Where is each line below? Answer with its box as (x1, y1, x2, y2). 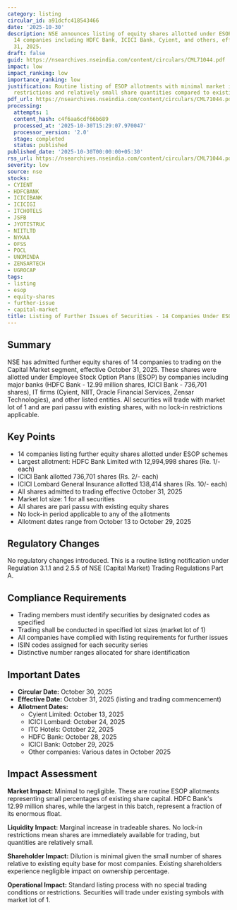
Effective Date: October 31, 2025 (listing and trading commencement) (17, 694, 222, 704)
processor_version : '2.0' (13, 129, 90, 136)
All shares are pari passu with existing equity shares (17, 502, 169, 511)
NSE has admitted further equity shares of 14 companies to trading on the (7, 358, 221, 366)
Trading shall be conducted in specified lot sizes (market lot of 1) (17, 626, 206, 634)
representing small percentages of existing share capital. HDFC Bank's (7, 794, 213, 803)
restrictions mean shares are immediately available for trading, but (7, 830, 200, 839)
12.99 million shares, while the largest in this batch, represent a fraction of (7, 802, 222, 810)
